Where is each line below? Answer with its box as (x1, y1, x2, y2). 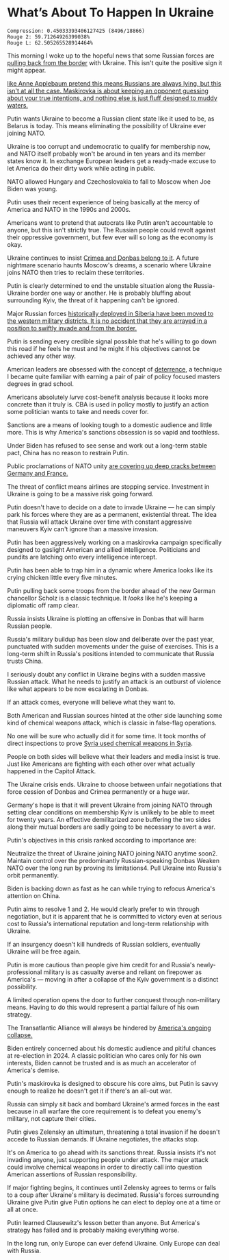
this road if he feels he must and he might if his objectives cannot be (7, 344, 200, 352)
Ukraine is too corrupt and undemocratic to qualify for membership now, (7, 142, 211, 150)
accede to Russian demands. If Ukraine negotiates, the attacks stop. (7, 1135, 200, 1143)
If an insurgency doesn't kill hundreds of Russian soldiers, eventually (7, 940, 200, 948)
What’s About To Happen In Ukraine (7, 5, 214, 21)
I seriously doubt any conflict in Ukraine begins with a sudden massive (7, 670, 206, 678)
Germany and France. (7, 469, 68, 477)
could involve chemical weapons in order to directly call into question (7, 1163, 202, 1171)
